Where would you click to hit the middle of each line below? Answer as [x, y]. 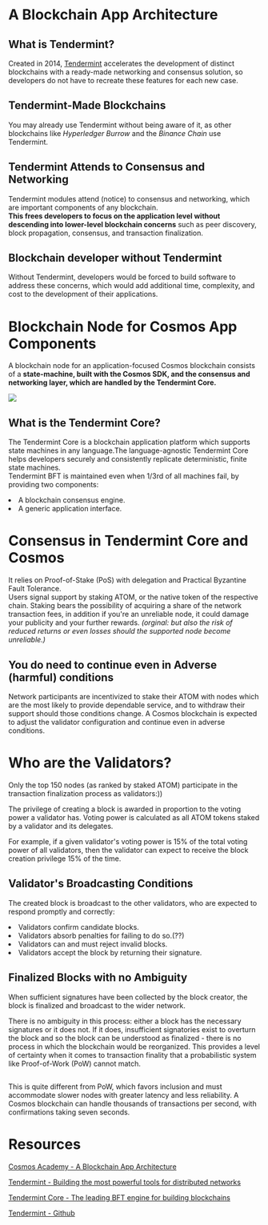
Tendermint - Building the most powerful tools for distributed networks [125, 1182]
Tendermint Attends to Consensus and [107, 167]
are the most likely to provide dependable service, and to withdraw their [127, 705]
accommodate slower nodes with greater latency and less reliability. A [124, 1095]
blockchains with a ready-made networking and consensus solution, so [126, 72]
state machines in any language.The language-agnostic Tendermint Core [129, 450]
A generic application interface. [70, 509]
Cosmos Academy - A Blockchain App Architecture [93, 1167]
